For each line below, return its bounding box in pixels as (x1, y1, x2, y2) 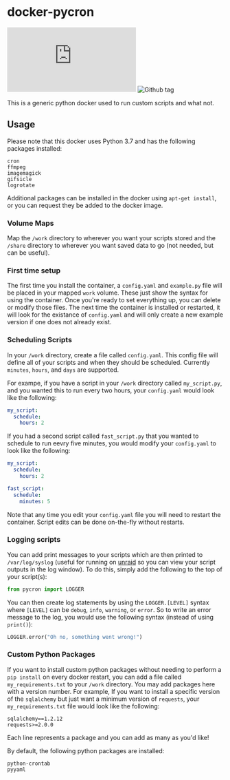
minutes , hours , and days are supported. (7, 366, 119, 374)
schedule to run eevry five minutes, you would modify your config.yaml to (7, 439, 216, 447)
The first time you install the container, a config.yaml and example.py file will (7, 282, 222, 290)
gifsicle (7, 176, 32, 182)
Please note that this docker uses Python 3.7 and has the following (7, 137, 196, 145)
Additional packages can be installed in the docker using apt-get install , (7, 193, 217, 202)
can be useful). (7, 249, 50, 257)
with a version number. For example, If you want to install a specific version (7, 687, 220, 695)
